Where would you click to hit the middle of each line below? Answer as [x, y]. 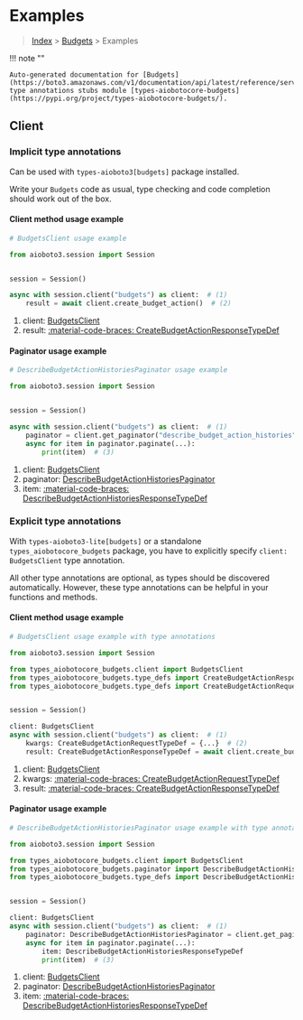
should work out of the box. [60, 199]
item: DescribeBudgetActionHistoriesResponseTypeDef [143, 951]
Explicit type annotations [65, 522]
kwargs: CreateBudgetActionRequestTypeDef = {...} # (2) [137, 744]
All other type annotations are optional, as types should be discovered [140, 578]
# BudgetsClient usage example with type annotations [113, 637]
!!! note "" [27, 58]
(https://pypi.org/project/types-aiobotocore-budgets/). [119, 98]
